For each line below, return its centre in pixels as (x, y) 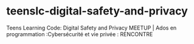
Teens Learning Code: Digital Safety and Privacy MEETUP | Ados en (92, 28)
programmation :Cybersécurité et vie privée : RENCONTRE (80, 34)
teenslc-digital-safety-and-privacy (97, 11)
